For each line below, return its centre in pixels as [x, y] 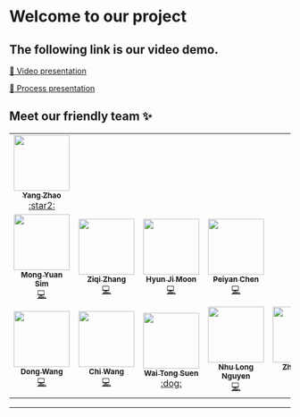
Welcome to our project [98, 17]
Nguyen [236, 376]
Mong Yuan [42, 274]
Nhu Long [236, 367]
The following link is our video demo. [114, 50]
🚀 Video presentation [48, 71]
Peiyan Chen [236, 279]
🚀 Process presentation [52, 88]
